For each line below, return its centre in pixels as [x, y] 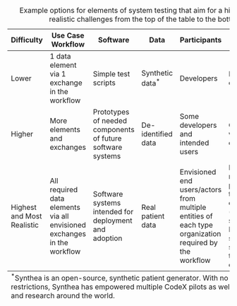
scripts [104, 83]
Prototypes [111, 112]
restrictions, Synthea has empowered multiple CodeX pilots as [114, 287]
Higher [22, 134]
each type [196, 225]
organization [200, 234]
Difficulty [27, 40]
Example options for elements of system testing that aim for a [121, 10]
